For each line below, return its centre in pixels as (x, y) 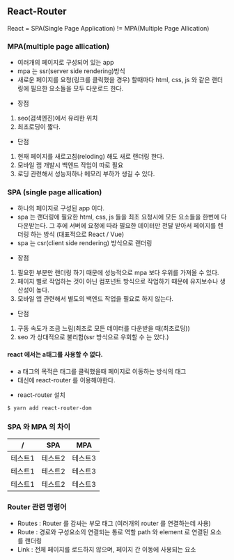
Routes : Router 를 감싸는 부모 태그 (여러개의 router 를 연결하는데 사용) (114, 523)
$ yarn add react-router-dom (49, 408)
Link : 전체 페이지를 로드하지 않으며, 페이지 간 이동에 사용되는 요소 (107, 550)
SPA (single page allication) (55, 192)
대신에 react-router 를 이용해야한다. (66, 380)
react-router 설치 (41, 395)
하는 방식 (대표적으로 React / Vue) (77, 234)
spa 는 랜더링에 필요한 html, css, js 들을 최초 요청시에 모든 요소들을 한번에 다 (122, 217)
